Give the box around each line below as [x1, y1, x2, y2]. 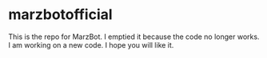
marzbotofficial [8, 6, 114, 24]
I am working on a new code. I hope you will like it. [8, 40, 174, 49]
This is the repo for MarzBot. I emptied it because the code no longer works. [8, 32, 260, 41]
